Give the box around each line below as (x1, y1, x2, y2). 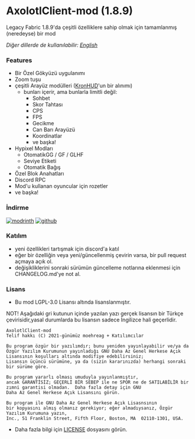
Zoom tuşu (14, 76, 41, 83)
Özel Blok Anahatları (14, 170, 64, 177)
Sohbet (32, 95, 50, 102)
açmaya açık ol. (14, 258, 53, 265)
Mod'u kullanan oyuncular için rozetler (14, 183, 108, 190)
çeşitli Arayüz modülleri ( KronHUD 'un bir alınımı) (14, 82, 133, 89)
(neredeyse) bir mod (6, 30, 56, 37)
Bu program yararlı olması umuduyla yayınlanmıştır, (6, 374, 139, 381)
